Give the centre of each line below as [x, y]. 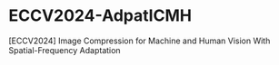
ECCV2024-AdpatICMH [100, 16]
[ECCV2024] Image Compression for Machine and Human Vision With [139, 41]
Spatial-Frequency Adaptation [65, 50]
